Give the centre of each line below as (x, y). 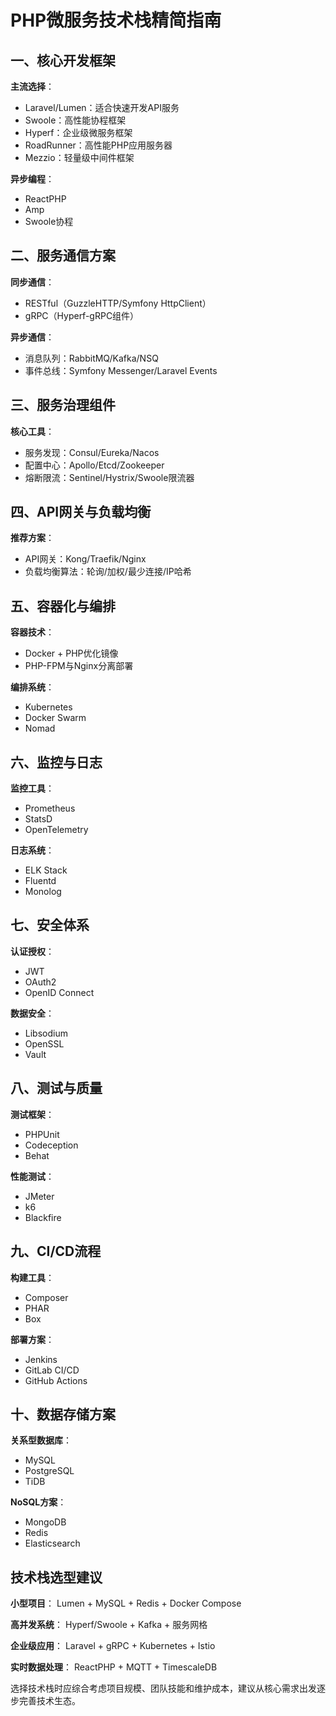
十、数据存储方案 (63, 1414)
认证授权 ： (32, 951)
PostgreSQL (49, 1471)
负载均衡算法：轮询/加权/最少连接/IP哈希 (108, 572)
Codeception (51, 1145)
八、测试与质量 (56, 1088)
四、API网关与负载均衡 (81, 512)
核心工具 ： (32, 431)
